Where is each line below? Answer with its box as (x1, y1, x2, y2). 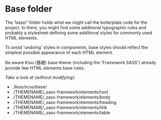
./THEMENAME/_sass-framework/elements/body (12, 94, 111, 100)
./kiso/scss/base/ (12, 84, 47, 89)
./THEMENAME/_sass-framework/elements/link (12, 104, 107, 110)
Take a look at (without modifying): (5, 74, 75, 80)
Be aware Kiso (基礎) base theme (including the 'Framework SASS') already (5, 59, 157, 65)
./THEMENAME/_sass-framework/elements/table (12, 109, 110, 115)
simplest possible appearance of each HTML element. (5, 50, 113, 55)
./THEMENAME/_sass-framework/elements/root (12, 89, 108, 95)
